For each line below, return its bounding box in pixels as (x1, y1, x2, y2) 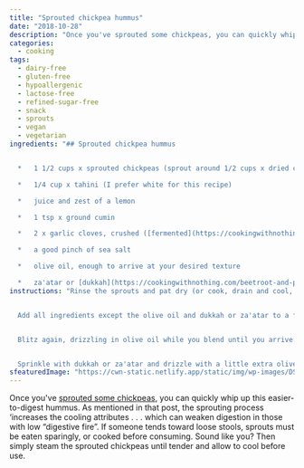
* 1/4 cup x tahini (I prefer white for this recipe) (17, 180, 233, 189)
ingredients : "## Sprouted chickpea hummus (9, 139, 176, 148)
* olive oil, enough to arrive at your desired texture (17, 262, 242, 272)
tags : (9, 55, 30, 64)
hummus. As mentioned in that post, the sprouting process (44, 402, 264, 413)
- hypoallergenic (17, 81, 83, 90)
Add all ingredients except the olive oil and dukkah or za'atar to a (17, 310, 290, 320)
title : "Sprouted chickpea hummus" (9, 13, 144, 23)
